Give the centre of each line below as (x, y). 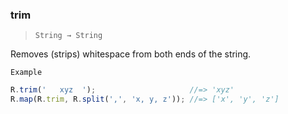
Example (26, 73)
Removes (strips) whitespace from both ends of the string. (131, 54)
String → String (68, 36)
